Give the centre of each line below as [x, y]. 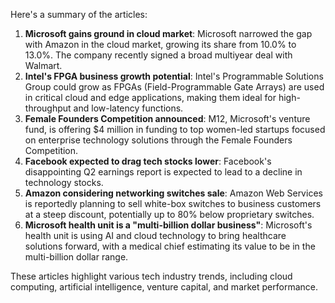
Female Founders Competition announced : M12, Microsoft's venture [167, 118]
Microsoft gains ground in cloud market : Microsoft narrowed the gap [168, 33]
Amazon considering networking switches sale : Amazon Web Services [173, 193]
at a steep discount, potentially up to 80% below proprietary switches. [169, 214]
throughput [48, 108]
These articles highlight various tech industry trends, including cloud [151, 276]
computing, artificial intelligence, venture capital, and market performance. [164, 287]
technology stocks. [64, 182]
